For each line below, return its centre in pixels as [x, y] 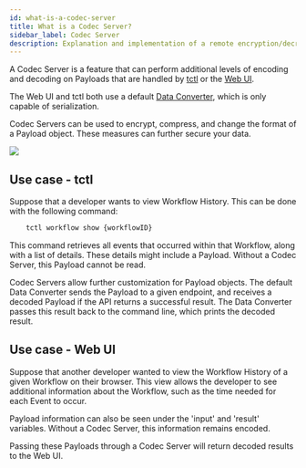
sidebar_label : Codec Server [65, 35]
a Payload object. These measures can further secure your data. [131, 134]
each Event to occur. [48, 400]
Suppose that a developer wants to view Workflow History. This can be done [153, 202]
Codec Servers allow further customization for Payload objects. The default [151, 282]
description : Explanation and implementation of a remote [122, 43]
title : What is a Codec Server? [71, 26]
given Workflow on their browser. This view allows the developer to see [143, 381]
